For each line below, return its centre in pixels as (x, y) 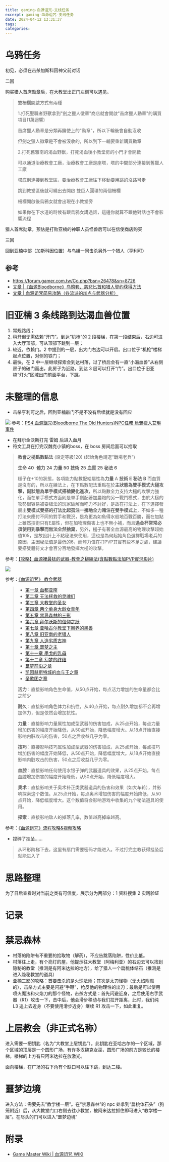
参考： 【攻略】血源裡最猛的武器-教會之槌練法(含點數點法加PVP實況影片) (80, 559)
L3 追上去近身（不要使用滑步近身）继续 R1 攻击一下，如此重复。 (79, 1006)
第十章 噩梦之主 (41, 647)
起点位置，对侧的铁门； (37, 355)
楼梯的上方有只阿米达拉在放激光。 (49, 1056)
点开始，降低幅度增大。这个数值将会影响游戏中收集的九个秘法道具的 (88, 800)
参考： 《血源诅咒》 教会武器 (34, 579)
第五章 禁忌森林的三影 (48, 615)
